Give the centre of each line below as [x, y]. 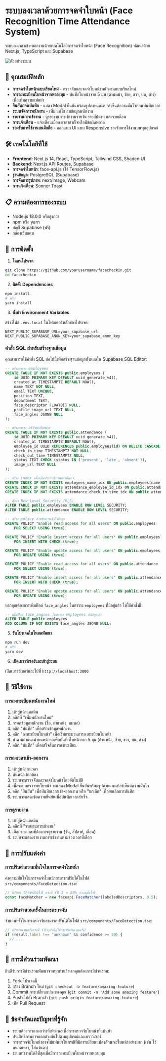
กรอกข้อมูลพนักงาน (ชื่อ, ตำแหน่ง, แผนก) [46, 723]
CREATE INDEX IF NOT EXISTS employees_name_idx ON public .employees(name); [85, 483]
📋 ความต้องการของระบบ [36, 202]
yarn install [19, 303]
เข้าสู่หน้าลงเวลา [25, 769]
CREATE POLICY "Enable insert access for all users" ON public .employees [83, 537]
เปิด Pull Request [29, 1003]
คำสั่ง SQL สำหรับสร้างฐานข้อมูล [36, 348]
